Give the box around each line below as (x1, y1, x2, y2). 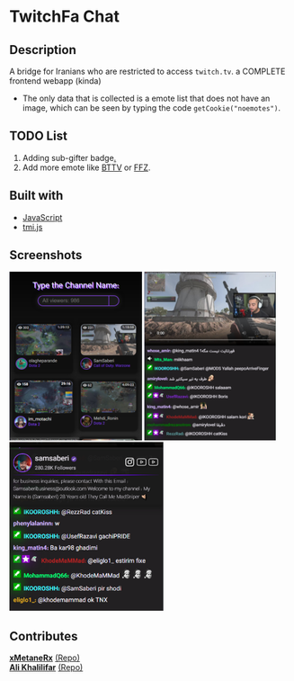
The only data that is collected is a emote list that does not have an (22, 93, 271, 103)
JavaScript (22, 211, 63, 222)
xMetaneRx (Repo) (9, 652, 81, 663)
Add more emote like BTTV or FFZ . (22, 162, 151, 173)
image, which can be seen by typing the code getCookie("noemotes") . (22, 103, 281, 113)
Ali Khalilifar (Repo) (9, 662, 84, 673)
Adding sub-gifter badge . (22, 152, 117, 163)
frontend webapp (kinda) (9, 76, 102, 86)
